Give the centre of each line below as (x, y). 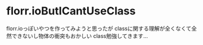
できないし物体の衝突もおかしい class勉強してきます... (80, 36)
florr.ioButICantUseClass (71, 11)
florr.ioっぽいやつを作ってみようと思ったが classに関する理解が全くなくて (99, 28)
